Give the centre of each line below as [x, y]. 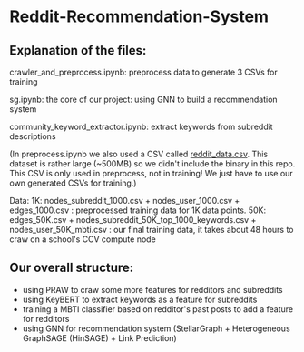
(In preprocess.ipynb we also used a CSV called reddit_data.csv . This [139, 154]
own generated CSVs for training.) [73, 183]
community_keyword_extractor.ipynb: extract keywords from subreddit [142, 126]
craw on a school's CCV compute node [83, 239]
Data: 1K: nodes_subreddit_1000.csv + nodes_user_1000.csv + [125, 201]
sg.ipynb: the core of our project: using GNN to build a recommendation [144, 99]
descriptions [33, 136]
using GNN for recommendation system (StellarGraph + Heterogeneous [156, 328]
